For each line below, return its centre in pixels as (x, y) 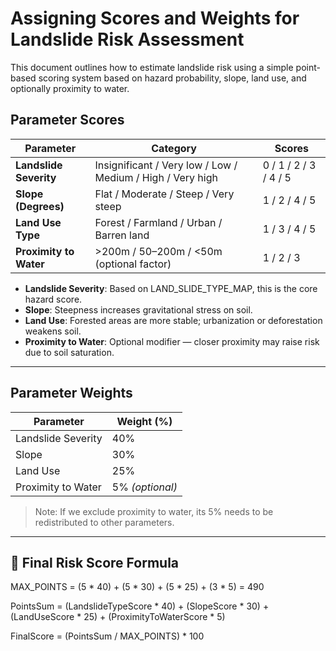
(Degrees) (40, 206)
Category (174, 148)
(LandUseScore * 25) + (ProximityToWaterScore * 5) (118, 617)
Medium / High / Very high (156, 177)
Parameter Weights (71, 393)
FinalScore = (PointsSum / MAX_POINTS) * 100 (107, 636)
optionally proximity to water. (70, 88)
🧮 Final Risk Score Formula (95, 562)
